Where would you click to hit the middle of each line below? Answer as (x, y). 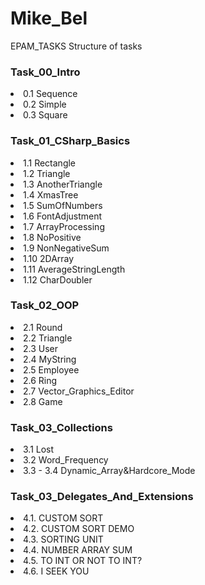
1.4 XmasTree (51, 194)
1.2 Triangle (47, 173)
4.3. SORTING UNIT (63, 539)
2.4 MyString (50, 359)
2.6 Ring (40, 380)
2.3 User (41, 348)
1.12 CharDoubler (58, 279)
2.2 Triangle (48, 338)
